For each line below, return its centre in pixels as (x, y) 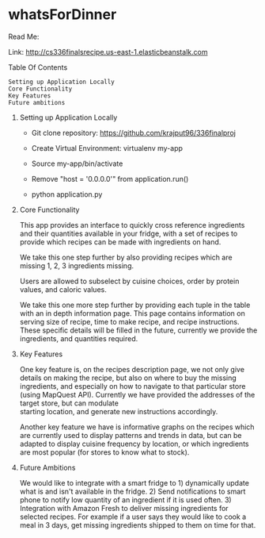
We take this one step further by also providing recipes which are (126, 257)
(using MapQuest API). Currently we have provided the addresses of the (137, 394)
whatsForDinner (62, 15)
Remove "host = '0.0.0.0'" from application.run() (110, 179)
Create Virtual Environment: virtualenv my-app (107, 148)
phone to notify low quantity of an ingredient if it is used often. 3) (125, 500)
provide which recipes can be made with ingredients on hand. (120, 242)
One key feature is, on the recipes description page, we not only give (132, 369)
